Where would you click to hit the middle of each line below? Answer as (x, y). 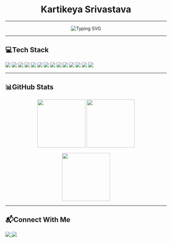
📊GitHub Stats (29, 87)
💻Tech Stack (27, 50)
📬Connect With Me (38, 220)
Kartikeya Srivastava (86, 9)
